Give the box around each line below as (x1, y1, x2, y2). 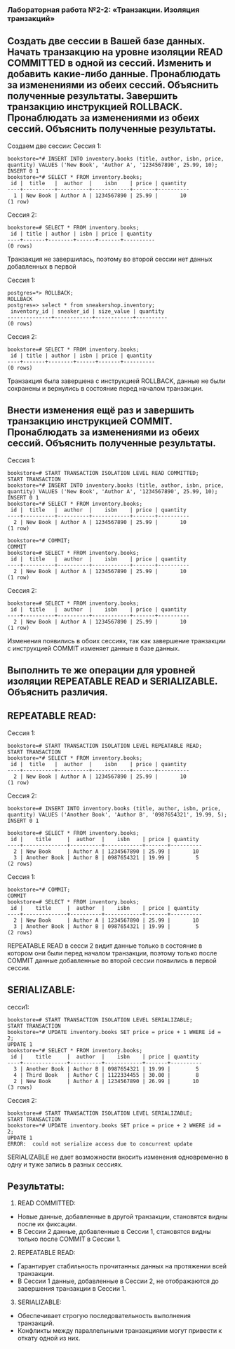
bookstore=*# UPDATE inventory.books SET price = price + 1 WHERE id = (7, 1028, 221, 1035)
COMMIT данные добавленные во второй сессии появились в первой (7, 956, 217, 965)
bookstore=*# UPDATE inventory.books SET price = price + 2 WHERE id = (7, 1122, 221, 1129)
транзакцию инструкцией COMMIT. (7, 415, 173, 427)
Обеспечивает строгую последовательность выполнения (17, 1312, 192, 1320)
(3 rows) (7, 1084, 33, 1091)
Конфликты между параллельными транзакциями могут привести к (17, 1327, 222, 1335)
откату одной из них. (17, 1334, 81, 1343)
